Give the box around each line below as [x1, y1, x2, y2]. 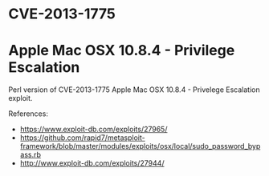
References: [8, 109, 48, 118]
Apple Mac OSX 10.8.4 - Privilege [8, 42, 235, 60]
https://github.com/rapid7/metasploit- [19, 133, 146, 142]
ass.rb [19, 150, 42, 160]
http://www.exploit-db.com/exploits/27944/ [19, 158, 165, 168]
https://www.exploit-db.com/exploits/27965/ [19, 125, 168, 134]
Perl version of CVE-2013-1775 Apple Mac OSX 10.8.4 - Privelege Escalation [8, 85, 260, 94]
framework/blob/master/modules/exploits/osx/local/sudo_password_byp [19, 142, 261, 151]
